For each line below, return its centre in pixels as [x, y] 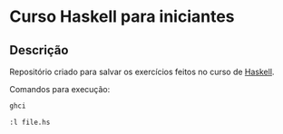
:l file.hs [30, 122]
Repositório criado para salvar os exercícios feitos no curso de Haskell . [142, 72]
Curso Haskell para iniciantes [122, 17]
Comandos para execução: [60, 89]
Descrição [39, 50]
